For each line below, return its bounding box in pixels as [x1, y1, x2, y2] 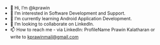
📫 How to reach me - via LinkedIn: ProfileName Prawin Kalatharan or [10, 27, 155, 32]
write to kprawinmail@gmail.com [10, 34, 79, 40]
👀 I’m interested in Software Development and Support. [10, 10, 125, 16]
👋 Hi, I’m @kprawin [10, 5, 50, 11]
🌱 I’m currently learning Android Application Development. [10, 16, 132, 21]
